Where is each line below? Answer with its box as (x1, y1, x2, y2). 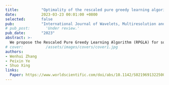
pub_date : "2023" (5, 30, 55, 35)
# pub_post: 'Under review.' (5, 26, 80, 31)
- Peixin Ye (5, 58, 30, 63)
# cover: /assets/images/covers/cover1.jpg (5, 44, 118, 49)
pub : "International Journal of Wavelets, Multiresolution (5, 21, 156, 26)
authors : (5, 49, 24, 54)
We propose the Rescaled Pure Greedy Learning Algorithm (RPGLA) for (10, 40, 158, 45)
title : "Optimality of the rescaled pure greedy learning (5, 7, 150, 12)
